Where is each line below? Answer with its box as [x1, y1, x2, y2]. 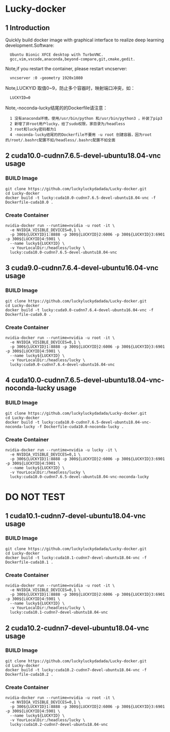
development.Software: [5, 42, 54, 48]
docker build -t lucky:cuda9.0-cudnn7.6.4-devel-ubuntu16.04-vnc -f [5, 307, 154, 313]
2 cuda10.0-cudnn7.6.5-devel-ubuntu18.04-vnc [5, 152, 161, 160]
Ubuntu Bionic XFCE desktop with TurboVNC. [10, 52, 103, 57]
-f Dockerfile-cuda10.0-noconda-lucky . [37, 424, 124, 429]
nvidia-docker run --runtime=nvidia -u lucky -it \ [5, 447, 117, 452]
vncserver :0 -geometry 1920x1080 [10, 75, 83, 81]
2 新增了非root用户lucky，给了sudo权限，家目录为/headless [10, 121, 126, 127]
